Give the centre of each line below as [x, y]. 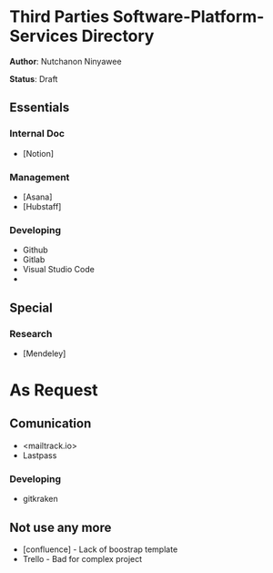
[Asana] [37, 197]
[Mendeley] [44, 353]
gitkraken [40, 499]
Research [31, 333]
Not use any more [61, 527]
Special [31, 307]
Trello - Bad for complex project [82, 559]
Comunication [51, 424]
